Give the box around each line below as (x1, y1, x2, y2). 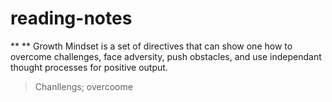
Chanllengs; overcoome (34, 80, 133, 92)
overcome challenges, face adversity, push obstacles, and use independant (10, 50, 322, 62)
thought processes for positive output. (10, 61, 168, 73)
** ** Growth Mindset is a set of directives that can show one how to (10, 40, 293, 52)
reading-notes (10, 7, 133, 30)
